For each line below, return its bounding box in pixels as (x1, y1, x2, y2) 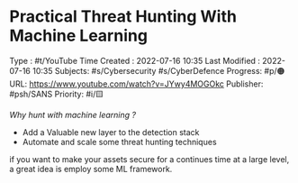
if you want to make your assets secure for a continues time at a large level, (9, 153, 290, 164)
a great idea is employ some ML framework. (9, 163, 173, 174)
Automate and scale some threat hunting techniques (22, 136, 218, 147)
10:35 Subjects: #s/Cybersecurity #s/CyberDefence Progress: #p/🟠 (32, 65, 285, 76)
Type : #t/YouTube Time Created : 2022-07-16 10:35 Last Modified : (9, 55, 261, 66)
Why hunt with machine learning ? (9, 109, 137, 120)
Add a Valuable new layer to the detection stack (22, 126, 200, 137)
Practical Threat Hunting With (9, 6, 237, 27)
